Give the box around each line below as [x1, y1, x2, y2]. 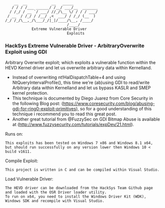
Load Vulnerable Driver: [5, 176, 53, 182]
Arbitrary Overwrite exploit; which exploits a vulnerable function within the [5, 60, 156, 66]
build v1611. [5, 149, 32, 154]
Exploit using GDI [5, 48, 47, 55]
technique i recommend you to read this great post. [12, 111, 117, 117]
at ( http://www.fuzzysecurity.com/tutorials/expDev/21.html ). [12, 122, 134, 128]
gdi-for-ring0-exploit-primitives [12, 106, 76, 112]
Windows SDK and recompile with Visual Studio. [5, 199, 105, 204]
